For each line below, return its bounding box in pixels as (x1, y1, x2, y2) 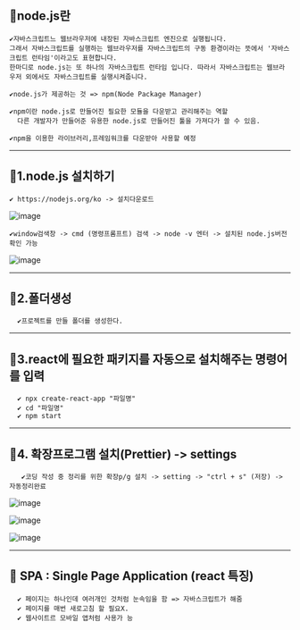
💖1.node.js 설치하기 (9, 169, 115, 184)
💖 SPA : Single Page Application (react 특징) (9, 568, 254, 584)
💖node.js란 (9, 8, 71, 24)
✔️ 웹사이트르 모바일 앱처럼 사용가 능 (17, 613, 134, 623)
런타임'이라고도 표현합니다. (30, 53, 118, 63)
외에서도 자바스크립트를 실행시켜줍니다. (25, 72, 148, 81)
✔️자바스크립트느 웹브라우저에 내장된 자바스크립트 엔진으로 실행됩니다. (9, 34, 228, 43)
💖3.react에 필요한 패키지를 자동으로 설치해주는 (9, 351, 253, 366)
